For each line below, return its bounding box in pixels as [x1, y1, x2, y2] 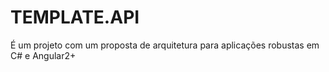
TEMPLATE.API [10, 6, 140, 29]
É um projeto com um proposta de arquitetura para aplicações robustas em [10, 39, 320, 51]
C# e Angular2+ [10, 49, 77, 61]
